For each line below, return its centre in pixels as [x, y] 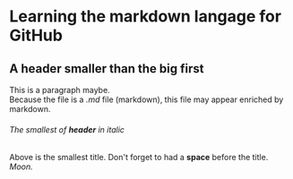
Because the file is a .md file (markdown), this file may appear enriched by [146, 99]
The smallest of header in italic [67, 129]
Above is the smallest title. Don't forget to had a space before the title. [139, 158]
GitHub [36, 35]
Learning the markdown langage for [146, 17]
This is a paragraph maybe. [60, 90]
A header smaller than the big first [107, 68]
